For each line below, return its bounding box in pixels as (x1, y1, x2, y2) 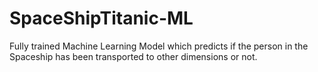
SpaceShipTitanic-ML (9, 7, 194, 30)
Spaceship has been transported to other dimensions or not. (9, 50, 258, 62)
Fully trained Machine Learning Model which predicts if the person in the (9, 40, 309, 52)
